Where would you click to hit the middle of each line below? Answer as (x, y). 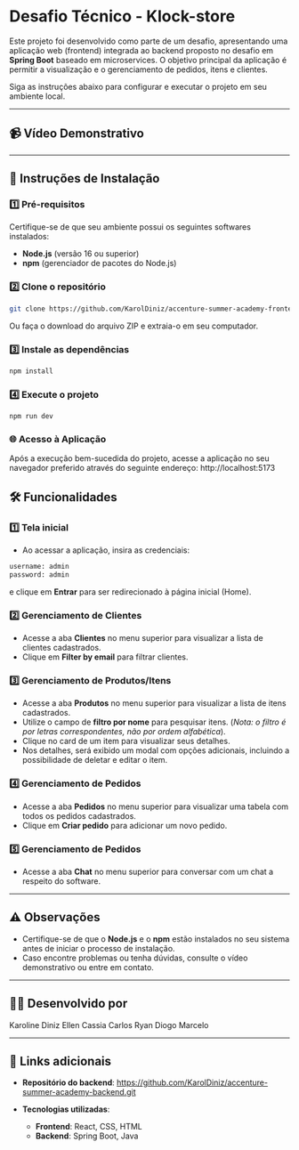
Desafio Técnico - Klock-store (122, 16)
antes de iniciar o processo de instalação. (98, 948)
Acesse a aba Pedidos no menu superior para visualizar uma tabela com (155, 806)
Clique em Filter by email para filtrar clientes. (105, 657)
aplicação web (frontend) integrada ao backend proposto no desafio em (141, 50)
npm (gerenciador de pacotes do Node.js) (99, 263)
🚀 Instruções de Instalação (85, 178)
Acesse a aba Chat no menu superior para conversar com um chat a (148, 871)
